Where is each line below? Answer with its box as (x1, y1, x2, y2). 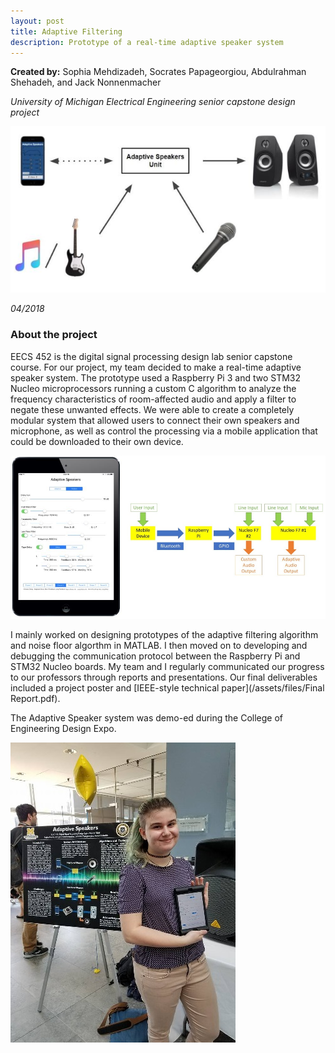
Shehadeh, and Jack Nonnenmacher (10, 76, 162, 89)
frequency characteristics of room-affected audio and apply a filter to (10, 393, 297, 405)
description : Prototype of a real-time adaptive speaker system (10, 37, 284, 47)
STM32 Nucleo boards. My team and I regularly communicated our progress (10, 660, 325, 672)
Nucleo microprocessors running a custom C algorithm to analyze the (10, 382, 297, 394)
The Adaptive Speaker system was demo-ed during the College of (10, 711, 284, 724)
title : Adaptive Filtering (10, 26, 123, 37)
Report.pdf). (10, 692, 61, 704)
